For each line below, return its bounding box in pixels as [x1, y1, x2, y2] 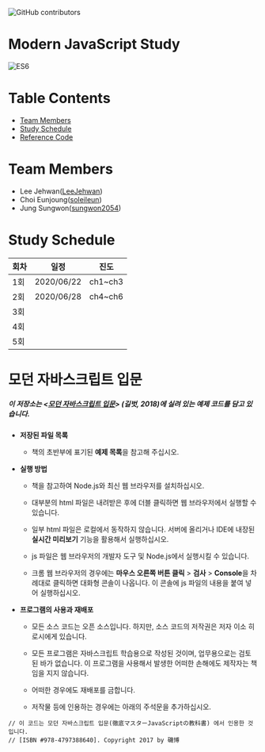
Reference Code [19, 132, 74, 142]
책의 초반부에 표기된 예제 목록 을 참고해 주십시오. [31, 447, 180, 456]
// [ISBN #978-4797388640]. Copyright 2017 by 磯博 [8, 736, 180, 744]
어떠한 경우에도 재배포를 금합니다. [31, 685, 136, 694]
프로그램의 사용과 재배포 [19, 604, 94, 614]
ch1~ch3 [89, 276, 124, 287]
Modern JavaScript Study [8, 36, 180, 53]
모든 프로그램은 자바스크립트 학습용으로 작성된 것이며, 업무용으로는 [31, 648, 237, 658]
